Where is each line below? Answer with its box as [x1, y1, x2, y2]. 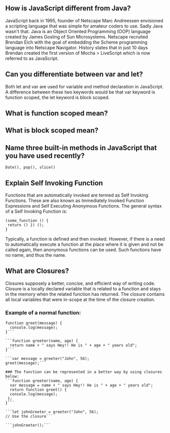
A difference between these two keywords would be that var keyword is [5, 89, 156, 95]
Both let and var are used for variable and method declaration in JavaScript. [5, 83, 164, 89]
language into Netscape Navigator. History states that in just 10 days [5, 44, 148, 50]
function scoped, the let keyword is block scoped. [5, 94, 110, 101]
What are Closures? [5, 267, 70, 276]
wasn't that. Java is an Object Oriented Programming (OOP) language [5, 28, 151, 35]
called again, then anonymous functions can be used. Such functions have [5, 247, 161, 253]
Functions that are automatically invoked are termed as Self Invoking [5, 192, 149, 198]
